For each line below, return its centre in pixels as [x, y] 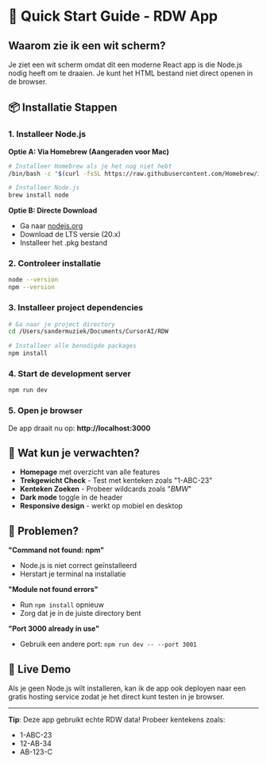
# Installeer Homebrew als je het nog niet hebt [90, 166]
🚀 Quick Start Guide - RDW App [113, 16]
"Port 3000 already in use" [54, 629]
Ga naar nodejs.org [51, 226]
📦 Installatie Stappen [63, 108]
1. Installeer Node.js [47, 134]
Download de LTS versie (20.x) [70, 235]
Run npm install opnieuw [62, 605]
